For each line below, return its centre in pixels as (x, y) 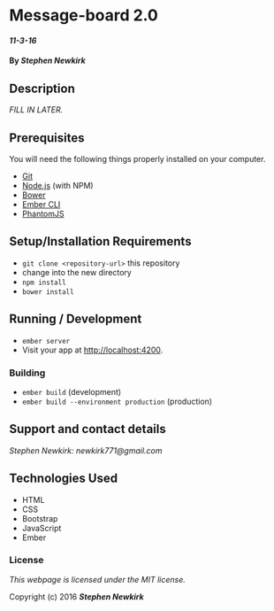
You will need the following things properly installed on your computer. (137, 159)
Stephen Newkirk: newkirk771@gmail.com (86, 450)
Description (42, 88)
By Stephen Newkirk (47, 61)
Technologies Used (63, 479)
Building (27, 373)
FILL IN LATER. (36, 110)
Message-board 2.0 (84, 15)
